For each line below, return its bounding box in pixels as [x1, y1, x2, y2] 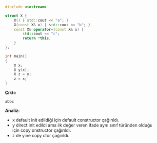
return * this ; [22, 36, 51, 41]
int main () [5, 54, 27, 58]
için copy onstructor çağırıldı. [12, 127, 71, 133]
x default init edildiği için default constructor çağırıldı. [12, 117, 119, 123]
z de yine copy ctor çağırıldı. [12, 133, 70, 138]
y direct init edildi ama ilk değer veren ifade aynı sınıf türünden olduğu [12, 122, 153, 128]
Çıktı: [5, 90, 16, 95]
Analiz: [5, 107, 20, 113]
